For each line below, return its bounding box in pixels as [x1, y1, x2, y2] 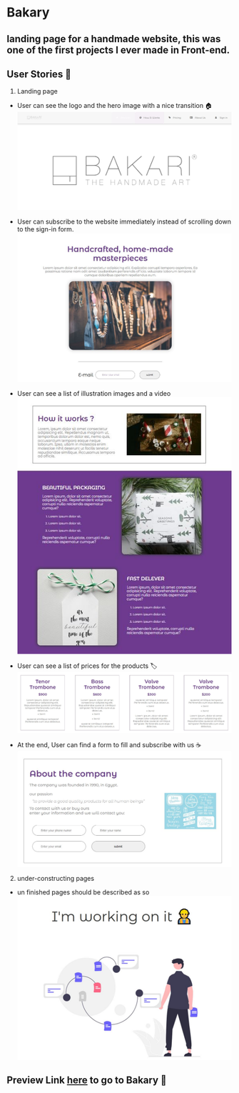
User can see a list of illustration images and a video [16, 389, 171, 397]
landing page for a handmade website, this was [6, 33, 221, 45]
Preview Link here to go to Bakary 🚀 [6, 1074, 167, 1086]
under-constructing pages [16, 874, 94, 882]
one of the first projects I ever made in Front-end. [6, 44, 230, 56]
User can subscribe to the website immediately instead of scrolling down [16, 217, 231, 226]
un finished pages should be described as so [16, 887, 150, 897]
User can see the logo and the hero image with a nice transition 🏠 [16, 101, 213, 110]
